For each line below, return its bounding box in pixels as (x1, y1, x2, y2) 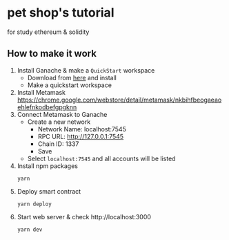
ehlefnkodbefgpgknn (17, 102, 77, 111)
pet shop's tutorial (7, 5, 114, 21)
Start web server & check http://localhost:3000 (17, 212, 152, 221)
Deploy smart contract (17, 187, 81, 195)
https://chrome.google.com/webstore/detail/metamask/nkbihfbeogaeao (17, 95, 222, 104)
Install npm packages (17, 161, 78, 170)
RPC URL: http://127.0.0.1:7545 (37, 132, 124, 140)
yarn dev (17, 226, 43, 233)
